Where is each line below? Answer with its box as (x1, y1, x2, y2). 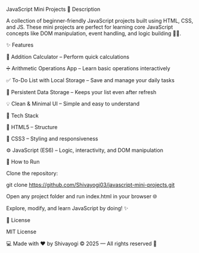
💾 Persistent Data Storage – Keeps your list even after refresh (6, 89, 157, 95)
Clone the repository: (6, 170, 58, 177)
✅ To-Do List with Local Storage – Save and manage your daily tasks (6, 77, 175, 83)
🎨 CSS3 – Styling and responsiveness (6, 135, 98, 142)
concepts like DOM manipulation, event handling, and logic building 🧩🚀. (6, 30, 182, 37)
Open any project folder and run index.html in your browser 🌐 (6, 193, 157, 199)
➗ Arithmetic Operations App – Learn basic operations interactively (6, 65, 171, 71)
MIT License (6, 228, 37, 235)
